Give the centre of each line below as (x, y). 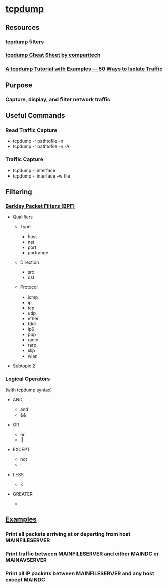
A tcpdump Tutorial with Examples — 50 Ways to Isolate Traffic (84, 69)
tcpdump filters (25, 42)
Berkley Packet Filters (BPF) (40, 206)
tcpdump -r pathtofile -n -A (41, 146)
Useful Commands (35, 116)
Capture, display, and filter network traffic (58, 99)
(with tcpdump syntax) (29, 390)
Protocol (29, 287)
